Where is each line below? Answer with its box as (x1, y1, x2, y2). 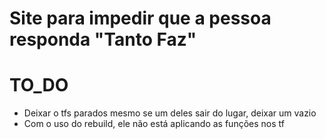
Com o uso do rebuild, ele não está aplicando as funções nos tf (23, 118, 285, 130)
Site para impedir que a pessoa (9, 7, 272, 30)
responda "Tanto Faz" (9, 28, 197, 51)
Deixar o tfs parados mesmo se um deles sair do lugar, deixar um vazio (23, 107, 317, 119)
